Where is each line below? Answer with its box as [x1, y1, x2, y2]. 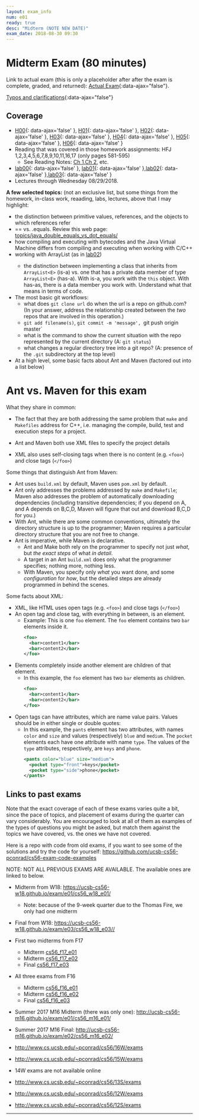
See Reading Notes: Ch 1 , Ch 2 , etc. [23, 158, 109, 165]
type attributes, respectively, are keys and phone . [23, 745, 142, 752]
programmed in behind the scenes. [23, 581, 110, 588]
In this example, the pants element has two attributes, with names [23, 726, 184, 733]
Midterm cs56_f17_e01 [23, 948, 77, 956]
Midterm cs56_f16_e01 [23, 984, 78, 992]
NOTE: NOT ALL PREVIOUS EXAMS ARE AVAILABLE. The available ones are [6, 866, 191, 873]
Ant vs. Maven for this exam [6, 384, 147, 398]
